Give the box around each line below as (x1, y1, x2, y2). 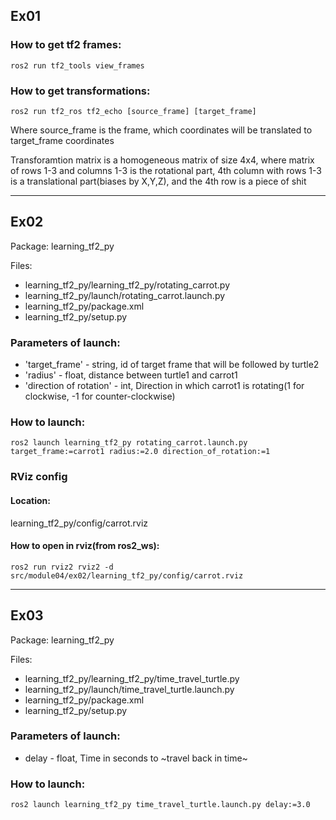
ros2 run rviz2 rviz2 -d (10, 562, 114, 572)
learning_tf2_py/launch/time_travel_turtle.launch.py (24, 683, 235, 695)
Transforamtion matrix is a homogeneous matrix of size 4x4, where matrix (10, 154, 315, 166)
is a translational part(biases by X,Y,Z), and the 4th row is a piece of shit (10, 175, 307, 187)
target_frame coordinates (10, 134, 115, 146)
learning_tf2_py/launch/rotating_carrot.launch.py (24, 289, 226, 301)
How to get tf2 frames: (10, 38, 122, 52)
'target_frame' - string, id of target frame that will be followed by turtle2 (24, 359, 320, 371)
